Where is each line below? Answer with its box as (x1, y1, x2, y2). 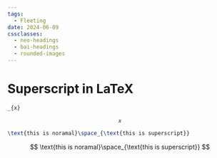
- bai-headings (14, 43, 59, 51)
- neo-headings (14, 37, 59, 44)
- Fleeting (14, 17, 46, 24)
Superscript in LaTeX (7, 81, 134, 97)
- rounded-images (14, 51, 66, 58)
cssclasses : (7, 30, 43, 38)
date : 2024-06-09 (7, 23, 59, 31)
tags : (7, 10, 24, 18)
